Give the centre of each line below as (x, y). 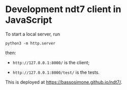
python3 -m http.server (30, 43)
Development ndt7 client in (63, 9)
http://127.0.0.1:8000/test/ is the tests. (56, 72)
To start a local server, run (33, 34)
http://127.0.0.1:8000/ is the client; (51, 62)
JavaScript (29, 20)
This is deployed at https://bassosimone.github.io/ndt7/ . (64, 82)
